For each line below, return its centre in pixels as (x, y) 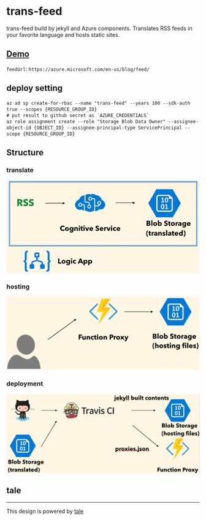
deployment (25, 384)
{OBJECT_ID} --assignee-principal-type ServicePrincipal (108, 128)
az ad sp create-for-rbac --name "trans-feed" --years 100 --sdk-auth (98, 103)
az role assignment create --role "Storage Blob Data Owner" (86, 122)
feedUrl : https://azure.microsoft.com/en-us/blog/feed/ (78, 69)
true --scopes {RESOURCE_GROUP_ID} (52, 109)
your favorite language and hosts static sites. (63, 34)
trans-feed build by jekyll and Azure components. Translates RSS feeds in (99, 28)
